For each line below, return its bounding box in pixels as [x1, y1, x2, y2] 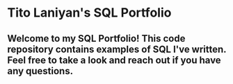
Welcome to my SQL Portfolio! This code [7, 33, 186, 44]
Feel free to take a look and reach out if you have [7, 54, 221, 66]
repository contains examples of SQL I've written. [7, 43, 227, 55]
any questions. [7, 65, 74, 77]
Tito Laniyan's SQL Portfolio [7, 5, 172, 21]
